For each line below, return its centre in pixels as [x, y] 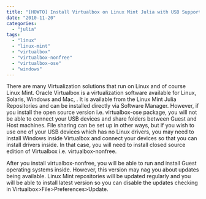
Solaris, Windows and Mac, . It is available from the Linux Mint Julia [91, 99]
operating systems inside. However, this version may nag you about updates [103, 170]
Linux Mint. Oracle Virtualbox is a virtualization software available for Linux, [101, 93]
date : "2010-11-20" [31, 18]
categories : [21, 23]
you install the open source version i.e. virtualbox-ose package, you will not [102, 112]
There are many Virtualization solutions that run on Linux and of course [96, 86]
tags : [13, 35]
